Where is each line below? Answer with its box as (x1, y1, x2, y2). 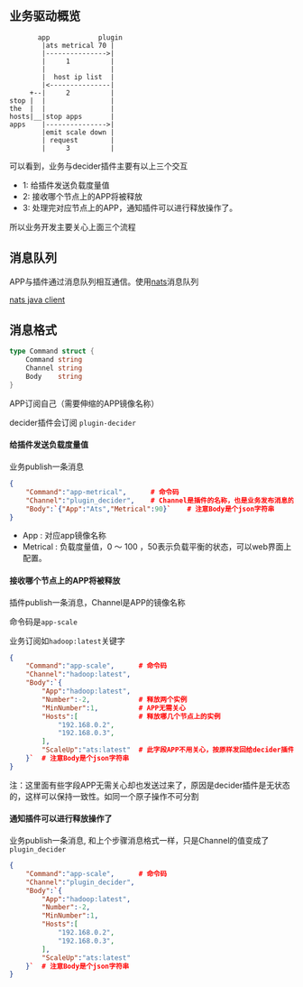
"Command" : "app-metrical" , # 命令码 (25, 487, 179, 496)
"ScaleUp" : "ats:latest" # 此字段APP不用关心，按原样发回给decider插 (41, 745, 289, 755)
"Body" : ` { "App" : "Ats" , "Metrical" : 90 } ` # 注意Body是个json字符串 (25, 504, 275, 513)
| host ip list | (41, 72, 115, 81)
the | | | (9, 104, 115, 113)
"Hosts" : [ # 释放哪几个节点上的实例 (41, 712, 221, 721)
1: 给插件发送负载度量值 (22, 180, 110, 190)
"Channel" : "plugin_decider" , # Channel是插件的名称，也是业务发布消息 (25, 495, 289, 505)
